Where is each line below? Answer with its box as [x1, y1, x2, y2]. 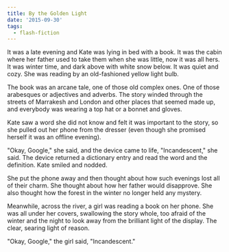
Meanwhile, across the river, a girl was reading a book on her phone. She [7, 202, 214, 210]
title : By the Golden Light [7, 10, 88, 17]
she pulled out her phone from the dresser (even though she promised [7, 126, 206, 134]
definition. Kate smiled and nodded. [7, 161, 108, 169]
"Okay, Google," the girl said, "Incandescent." [7, 238, 136, 246]
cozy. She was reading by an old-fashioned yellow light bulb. [7, 70, 180, 78]
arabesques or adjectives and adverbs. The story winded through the [7, 91, 204, 99]
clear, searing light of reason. [7, 224, 91, 232]
